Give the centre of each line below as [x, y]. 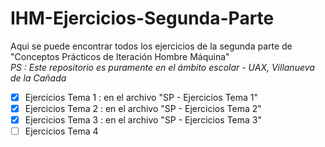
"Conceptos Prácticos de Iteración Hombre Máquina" [120, 56]
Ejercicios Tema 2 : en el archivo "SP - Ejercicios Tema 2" [143, 108]
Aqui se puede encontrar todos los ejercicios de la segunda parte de [151, 46]
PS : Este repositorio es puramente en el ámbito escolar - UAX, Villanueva [162, 67]
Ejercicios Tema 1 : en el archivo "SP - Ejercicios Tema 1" [141, 97]
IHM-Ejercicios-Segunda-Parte [142, 18]
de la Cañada [38, 78]
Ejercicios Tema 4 [61, 131]
